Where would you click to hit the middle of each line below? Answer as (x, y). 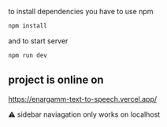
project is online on (56, 80)
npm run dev (28, 55)
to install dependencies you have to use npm (81, 11)
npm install (28, 26)
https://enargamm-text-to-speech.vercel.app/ (83, 99)
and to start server (38, 41)
